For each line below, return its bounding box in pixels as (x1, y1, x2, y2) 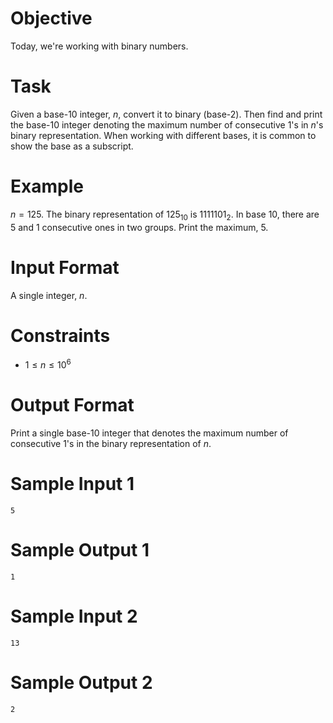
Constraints (10, 324, 111, 347)
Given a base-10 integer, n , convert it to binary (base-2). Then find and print (10, 108, 323, 120)
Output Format (10, 394, 135, 417)
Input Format (10, 256, 120, 279)
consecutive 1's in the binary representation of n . (10, 438, 212, 450)
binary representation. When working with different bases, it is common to (10, 129, 317, 141)
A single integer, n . (10, 289, 88, 301)
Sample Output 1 (10, 539, 150, 562)
